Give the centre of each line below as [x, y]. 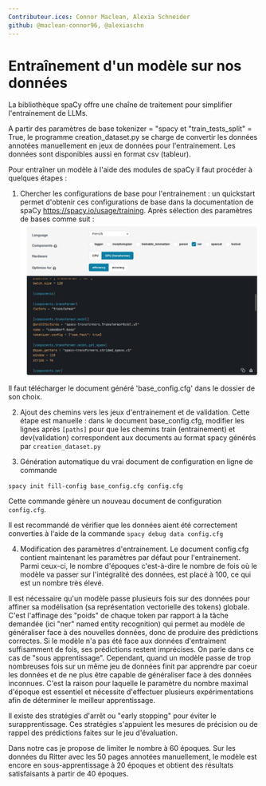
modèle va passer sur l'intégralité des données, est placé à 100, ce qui [135, 574]
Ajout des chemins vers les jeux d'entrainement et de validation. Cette [135, 412]
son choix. [25, 396]
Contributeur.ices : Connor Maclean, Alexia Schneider [100, 17]
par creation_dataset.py [60, 446]
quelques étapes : [38, 178]
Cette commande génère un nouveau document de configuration [115, 501]
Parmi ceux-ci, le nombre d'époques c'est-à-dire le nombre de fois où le [138, 566]
